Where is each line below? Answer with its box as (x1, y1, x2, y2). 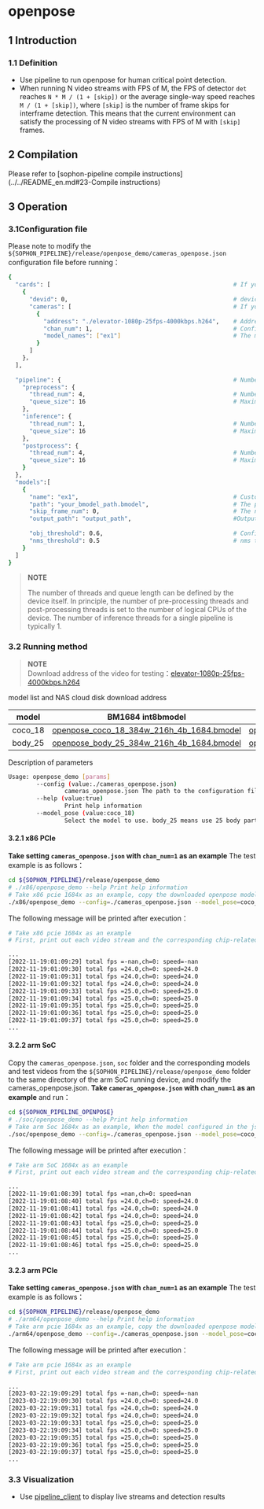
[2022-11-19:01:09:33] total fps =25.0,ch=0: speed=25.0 (8, 987, 199, 995)
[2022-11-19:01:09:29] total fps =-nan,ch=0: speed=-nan (8, 958, 199, 966)
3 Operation (8, 200, 68, 214)
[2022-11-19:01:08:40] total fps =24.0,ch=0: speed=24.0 (8, 1197, 199, 1205)
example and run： (8, 1093, 71, 1102)
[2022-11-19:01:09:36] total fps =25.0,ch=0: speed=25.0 (8, 1009, 199, 1017)
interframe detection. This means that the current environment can (19, 109, 236, 118)
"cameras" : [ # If (28, 302, 247, 311)
